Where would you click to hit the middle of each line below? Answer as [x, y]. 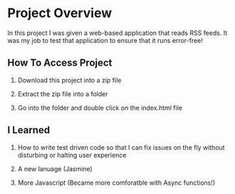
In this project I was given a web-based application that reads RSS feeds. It [117, 33]
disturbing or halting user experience [72, 155]
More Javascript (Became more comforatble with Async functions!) [116, 183]
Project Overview [60, 13]
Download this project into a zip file [69, 80]
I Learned [29, 130]
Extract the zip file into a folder [63, 93]
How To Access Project [60, 63]
